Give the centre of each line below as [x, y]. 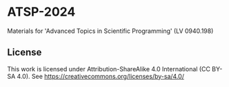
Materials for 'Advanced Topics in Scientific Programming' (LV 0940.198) [110, 31]
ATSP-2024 [41, 12]
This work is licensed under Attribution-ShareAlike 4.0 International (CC [109, 69]
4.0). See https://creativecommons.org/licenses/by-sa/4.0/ [101, 76]
